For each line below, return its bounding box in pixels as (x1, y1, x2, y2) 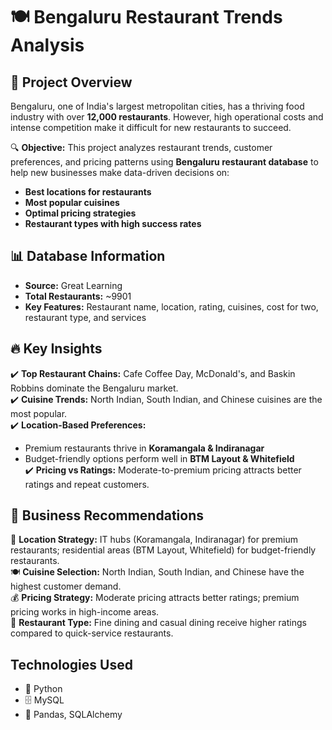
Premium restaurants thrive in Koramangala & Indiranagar (24, 442, 265, 454)
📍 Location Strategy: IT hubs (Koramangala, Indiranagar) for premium (10, 534, 298, 546)
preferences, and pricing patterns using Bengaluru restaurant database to (10, 156, 319, 168)
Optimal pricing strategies (24, 207, 137, 219)
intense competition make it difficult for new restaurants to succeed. (10, 122, 292, 133)
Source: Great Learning (24, 279, 123, 291)
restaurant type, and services (24, 311, 147, 323)
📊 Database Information (10, 248, 166, 265)
